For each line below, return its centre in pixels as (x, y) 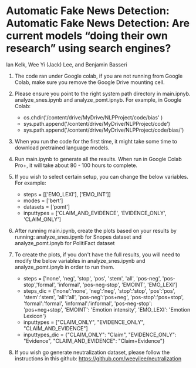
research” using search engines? (89, 48)
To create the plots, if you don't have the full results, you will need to (97, 255)
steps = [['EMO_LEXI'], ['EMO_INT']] (67, 194)
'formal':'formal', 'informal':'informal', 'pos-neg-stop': (88, 303)
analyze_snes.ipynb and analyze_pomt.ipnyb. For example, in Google (98, 100)
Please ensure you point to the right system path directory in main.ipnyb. (102, 93)
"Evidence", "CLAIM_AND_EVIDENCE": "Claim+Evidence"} (94, 341)
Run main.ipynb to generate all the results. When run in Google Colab (98, 159)
